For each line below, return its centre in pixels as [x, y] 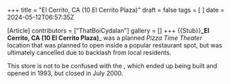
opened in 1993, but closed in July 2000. [65, 73]
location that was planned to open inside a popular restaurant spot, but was [115, 45]
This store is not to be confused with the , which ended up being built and [112, 66]
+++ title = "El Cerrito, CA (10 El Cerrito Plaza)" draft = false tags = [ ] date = [116, 10]
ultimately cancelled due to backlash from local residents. [89, 52]
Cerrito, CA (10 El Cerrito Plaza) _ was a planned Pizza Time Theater [105, 38]
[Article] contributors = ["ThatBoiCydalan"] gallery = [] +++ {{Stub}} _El [108, 31]
